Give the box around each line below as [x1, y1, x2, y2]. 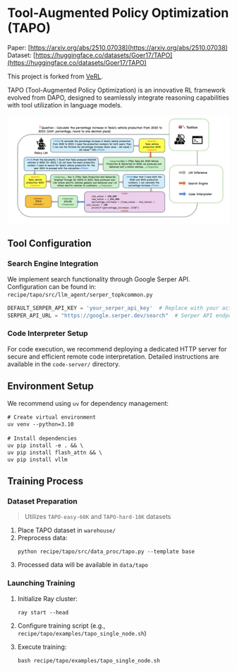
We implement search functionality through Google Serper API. [7, 274, 190, 284]
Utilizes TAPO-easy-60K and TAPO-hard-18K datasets [24, 513, 171, 521]
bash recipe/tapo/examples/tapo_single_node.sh [17, 657, 160, 664]
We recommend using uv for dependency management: [7, 399, 169, 407]
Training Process [7, 475, 83, 487]
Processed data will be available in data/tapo [17, 561, 148, 569]
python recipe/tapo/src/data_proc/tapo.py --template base [17, 548, 195, 556]
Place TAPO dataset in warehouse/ [17, 526, 116, 535]
